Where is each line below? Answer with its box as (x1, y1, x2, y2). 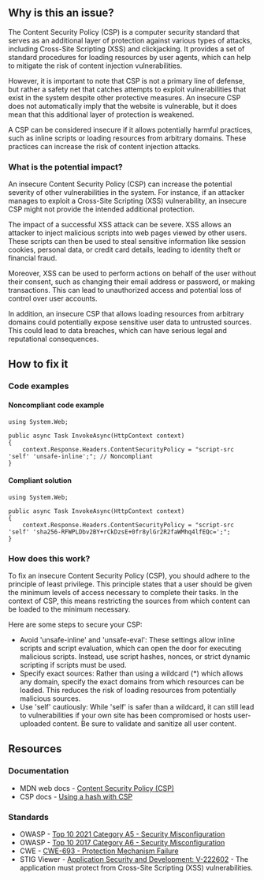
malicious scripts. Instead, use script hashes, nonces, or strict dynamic (19, 652, 251, 661)
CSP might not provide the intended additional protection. (8, 204, 195, 214)
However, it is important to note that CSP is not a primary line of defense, (8, 76, 245, 85)
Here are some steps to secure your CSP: (8, 620, 143, 630)
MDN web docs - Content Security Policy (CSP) (19, 783, 175, 792)
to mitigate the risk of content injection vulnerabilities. (8, 61, 183, 70)
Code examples (8, 380, 69, 391)
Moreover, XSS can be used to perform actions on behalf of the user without (8, 268, 257, 279)
